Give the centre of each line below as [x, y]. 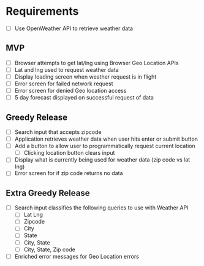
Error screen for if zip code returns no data [69, 173]
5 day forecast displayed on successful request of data [84, 98]
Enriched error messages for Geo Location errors [77, 256]
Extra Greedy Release [48, 193]
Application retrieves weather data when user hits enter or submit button [106, 139]
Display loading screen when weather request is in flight [85, 76]
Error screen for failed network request [64, 84]
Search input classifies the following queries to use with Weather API [101, 208]
